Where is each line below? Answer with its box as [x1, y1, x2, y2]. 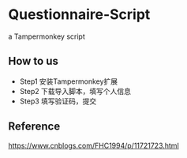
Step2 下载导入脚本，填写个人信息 [19, 86, 132, 96]
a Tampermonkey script [8, 32, 85, 41]
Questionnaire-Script [8, 6, 151, 24]
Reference [8, 120, 61, 134]
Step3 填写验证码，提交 [19, 96, 97, 106]
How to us [8, 55, 59, 68]
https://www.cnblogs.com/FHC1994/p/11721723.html [8, 141, 179, 150]
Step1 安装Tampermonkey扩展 [19, 77, 118, 86]
